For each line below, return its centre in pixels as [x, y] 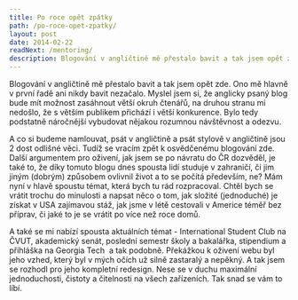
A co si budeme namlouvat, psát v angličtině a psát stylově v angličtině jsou [147, 139]
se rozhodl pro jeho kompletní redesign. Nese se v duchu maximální [133, 269]
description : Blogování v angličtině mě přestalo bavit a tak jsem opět [146, 59]
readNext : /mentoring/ [51, 51]
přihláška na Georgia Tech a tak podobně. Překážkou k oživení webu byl [142, 250]
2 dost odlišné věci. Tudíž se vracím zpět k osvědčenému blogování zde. [142, 148]
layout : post [33, 34]
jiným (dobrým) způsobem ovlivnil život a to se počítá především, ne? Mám [146, 177]
